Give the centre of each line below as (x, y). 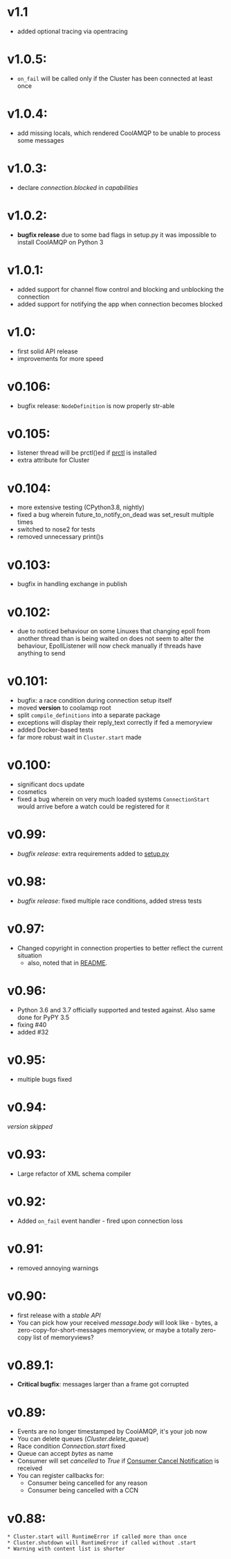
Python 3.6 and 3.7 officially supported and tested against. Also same (116, 1010)
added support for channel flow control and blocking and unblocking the (120, 289)
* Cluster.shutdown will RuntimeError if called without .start (102, 1543)
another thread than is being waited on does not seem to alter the (110, 639)
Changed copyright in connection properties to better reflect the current (120, 948)
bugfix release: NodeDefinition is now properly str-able (96, 405)
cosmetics (32, 792)
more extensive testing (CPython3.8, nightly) (81, 507)
